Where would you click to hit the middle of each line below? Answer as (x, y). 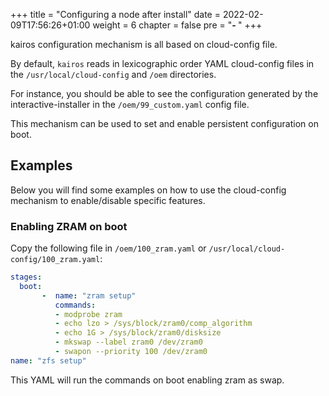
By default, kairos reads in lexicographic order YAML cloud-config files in (162, 63)
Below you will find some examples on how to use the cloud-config (148, 190)
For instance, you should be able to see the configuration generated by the (164, 93)
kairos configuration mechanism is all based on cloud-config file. (144, 44)
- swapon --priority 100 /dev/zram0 (131, 352)
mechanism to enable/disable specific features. (108, 200)
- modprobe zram (88, 314)
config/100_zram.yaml (55, 260)
